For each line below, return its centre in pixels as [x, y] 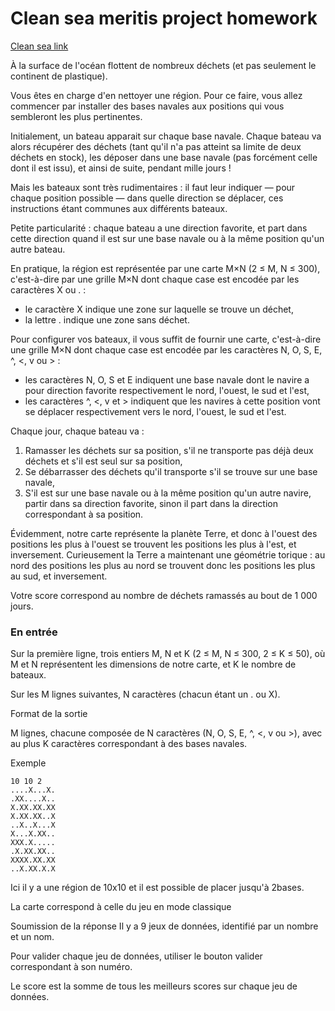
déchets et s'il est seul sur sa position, [103, 461]
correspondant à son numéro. [71, 967]
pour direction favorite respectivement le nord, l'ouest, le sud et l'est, [167, 390]
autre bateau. [38, 249]
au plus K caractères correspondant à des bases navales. [129, 744]
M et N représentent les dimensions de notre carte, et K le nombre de [153, 664]
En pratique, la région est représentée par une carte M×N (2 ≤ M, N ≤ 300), [165, 268]
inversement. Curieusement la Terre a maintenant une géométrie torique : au [168, 554]
